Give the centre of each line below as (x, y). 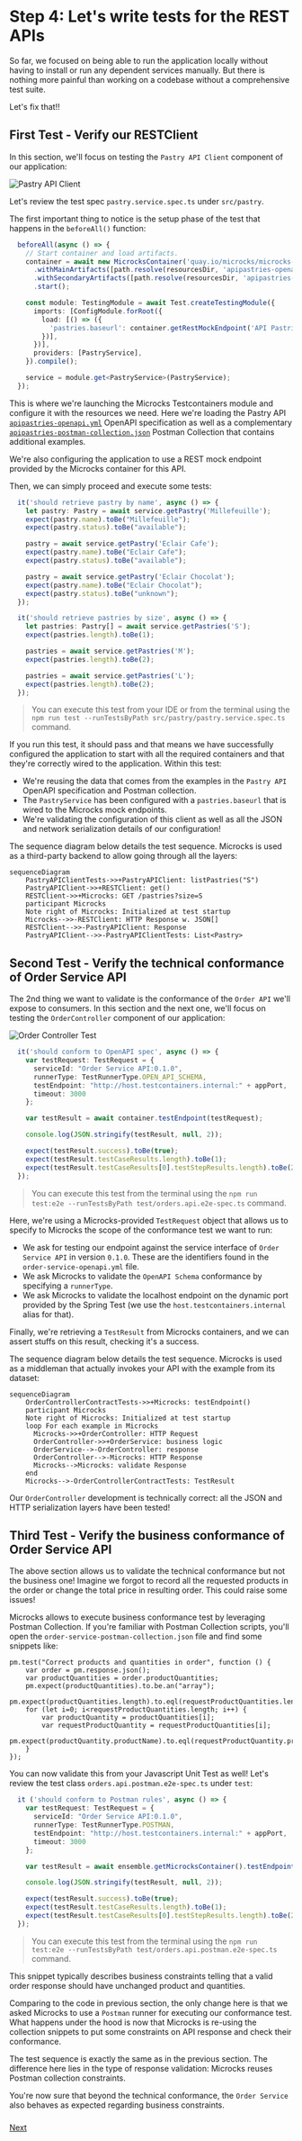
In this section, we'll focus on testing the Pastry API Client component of (146, 157)
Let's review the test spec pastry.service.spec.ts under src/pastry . (137, 201)
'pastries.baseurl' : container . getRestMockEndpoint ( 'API (158, 328)
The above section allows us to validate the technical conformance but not (147, 1571)
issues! (22, 1600)
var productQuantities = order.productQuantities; (122, 1678)
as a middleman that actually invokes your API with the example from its (142, 1368)
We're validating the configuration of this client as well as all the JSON (152, 819)
